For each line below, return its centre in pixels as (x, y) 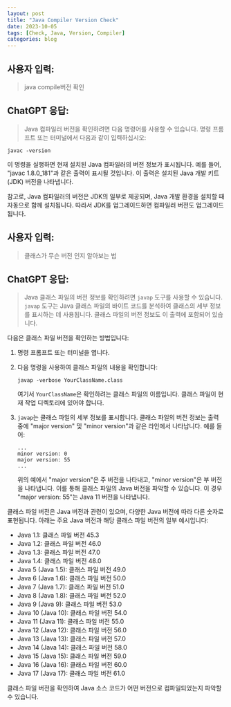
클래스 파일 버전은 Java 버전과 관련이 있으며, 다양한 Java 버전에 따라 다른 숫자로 (115, 512)
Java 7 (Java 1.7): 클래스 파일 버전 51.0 (71, 587)
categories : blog (32, 39)
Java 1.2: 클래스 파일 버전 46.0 (59, 544)
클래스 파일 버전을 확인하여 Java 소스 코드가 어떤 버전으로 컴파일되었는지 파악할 (114, 688)
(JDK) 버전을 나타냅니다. (40, 181)
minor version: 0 (42, 454)
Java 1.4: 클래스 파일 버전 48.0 (59, 561)
